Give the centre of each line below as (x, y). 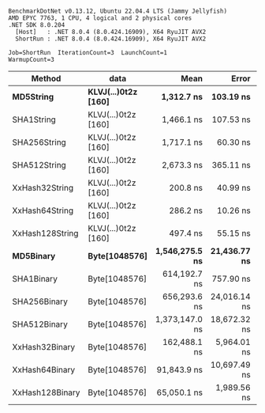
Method (46, 78)
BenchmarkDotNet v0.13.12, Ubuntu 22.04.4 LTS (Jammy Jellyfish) (118, 11)
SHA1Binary (35, 279)
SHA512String (39, 165)
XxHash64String (43, 210)
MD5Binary (34, 256)
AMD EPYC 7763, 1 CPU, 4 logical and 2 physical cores (100, 18)
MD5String (33, 97)
